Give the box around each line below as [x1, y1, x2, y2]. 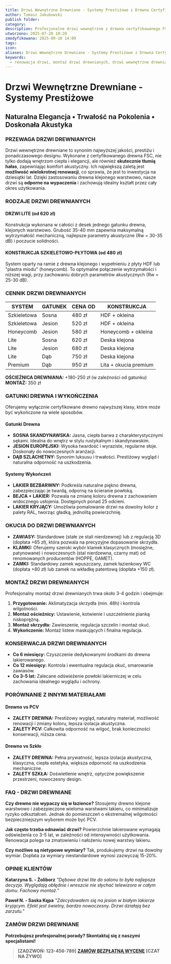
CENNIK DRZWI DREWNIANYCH [5, 290, 86, 297]
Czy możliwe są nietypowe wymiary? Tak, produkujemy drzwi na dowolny [5, 847, 163, 853]
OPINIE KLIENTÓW [5, 865, 52, 872]
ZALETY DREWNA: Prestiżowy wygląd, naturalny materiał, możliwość [12, 715, 159, 721]
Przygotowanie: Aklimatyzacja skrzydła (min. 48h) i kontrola [12, 600, 140, 606]
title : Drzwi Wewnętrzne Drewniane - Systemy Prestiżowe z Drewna [5, 7, 149, 13]
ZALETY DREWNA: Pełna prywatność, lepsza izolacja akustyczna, [12, 754, 153, 760]
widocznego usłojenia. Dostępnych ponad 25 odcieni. [12, 498, 126, 504]
